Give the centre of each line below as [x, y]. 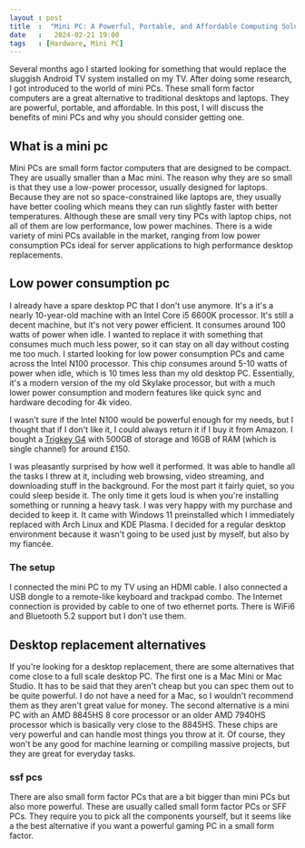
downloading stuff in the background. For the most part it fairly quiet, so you [152, 485]
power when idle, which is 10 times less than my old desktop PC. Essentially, [152, 373]
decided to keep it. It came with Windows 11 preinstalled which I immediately [152, 514]
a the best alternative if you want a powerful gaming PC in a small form [142, 826]
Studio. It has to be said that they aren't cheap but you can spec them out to [152, 686]
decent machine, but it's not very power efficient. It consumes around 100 [148, 325]
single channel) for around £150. [70, 449]
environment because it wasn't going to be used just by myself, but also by [149, 534]
